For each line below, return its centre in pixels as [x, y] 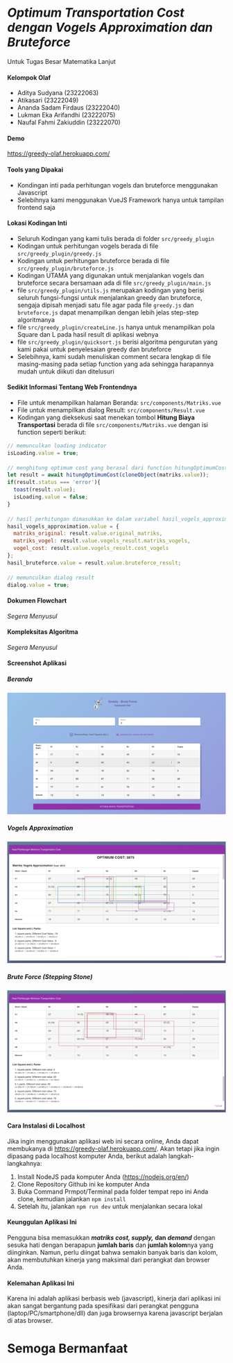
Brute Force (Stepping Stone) [50, 977]
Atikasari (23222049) [48, 100]
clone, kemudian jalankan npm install [71, 1198]
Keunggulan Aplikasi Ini [42, 1222]
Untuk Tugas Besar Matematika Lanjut [61, 61]
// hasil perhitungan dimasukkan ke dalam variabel [83, 519]
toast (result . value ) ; [45, 490]
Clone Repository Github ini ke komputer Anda [84, 1184]
